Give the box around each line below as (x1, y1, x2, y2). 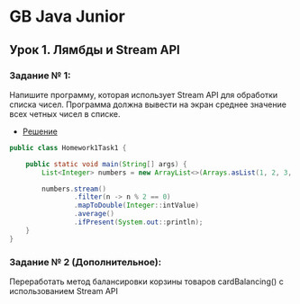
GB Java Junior (9, 6, 126, 27)
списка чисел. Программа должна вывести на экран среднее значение (9, 99, 286, 110)
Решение (22, 126, 59, 137)
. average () (73, 210, 115, 219)
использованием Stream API (9, 285, 119, 296)
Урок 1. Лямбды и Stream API (9, 42, 180, 58)
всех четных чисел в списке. (9, 108, 121, 119)
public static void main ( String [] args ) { (25, 159, 187, 168)
